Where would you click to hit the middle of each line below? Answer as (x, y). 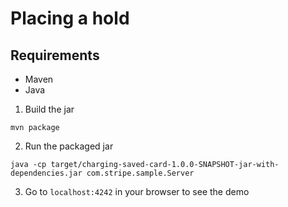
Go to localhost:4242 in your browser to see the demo (137, 191)
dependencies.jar (46, 173)
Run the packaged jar (69, 146)
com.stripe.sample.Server (140, 173)
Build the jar (49, 109)
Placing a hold (70, 18)
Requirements (55, 55)
